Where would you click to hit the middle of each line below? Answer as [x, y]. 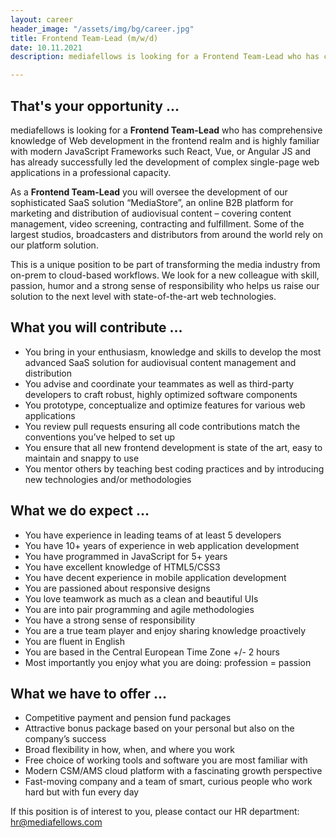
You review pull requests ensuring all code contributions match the [162, 426]
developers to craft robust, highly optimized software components [161, 394]
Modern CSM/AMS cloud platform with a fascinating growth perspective [173, 771]
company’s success [65, 739]
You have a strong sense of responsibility [110, 620]
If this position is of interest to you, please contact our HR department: [155, 812]
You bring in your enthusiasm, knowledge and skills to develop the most [173, 352]
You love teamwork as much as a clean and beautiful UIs [141, 598]
